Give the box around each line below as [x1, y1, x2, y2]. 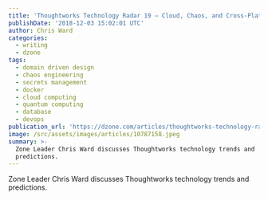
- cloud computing [15, 93, 77, 101]
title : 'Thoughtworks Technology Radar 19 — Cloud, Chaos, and [8, 11, 223, 20]
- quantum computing [15, 100, 84, 108]
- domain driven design [15, 64, 94, 72]
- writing [15, 41, 48, 49]
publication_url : [8, 123, 66, 131]
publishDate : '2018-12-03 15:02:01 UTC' [8, 19, 145, 27]
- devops [15, 116, 45, 124]
